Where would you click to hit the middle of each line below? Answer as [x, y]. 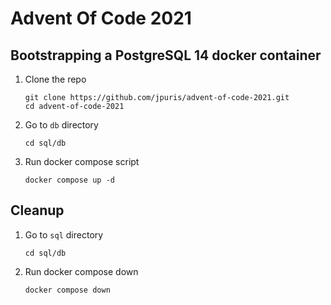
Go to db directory [61, 125]
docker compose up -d [69, 180]
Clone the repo [55, 79]
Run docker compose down [81, 271]
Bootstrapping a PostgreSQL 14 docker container [166, 55]
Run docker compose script [82, 161]
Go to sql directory [64, 234]
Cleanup [37, 210]
